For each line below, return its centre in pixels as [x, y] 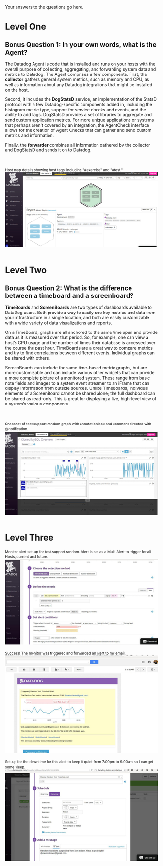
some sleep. [15, 767]
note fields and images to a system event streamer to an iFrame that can [77, 383]
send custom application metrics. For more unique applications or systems [80, 120]
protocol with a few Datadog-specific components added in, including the [79, 104]
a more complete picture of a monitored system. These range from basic [78, 378]
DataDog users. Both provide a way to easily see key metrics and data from [80, 313]
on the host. [17, 90]
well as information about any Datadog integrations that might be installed [79, 84]
